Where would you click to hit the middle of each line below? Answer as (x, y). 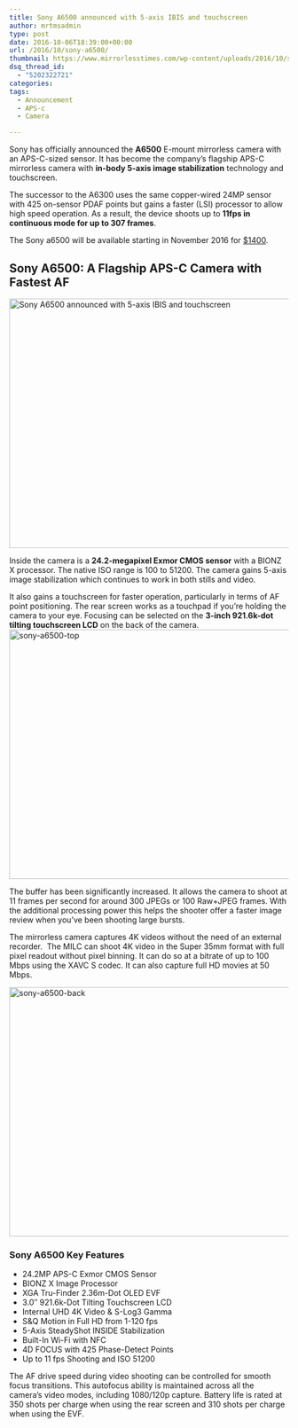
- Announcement (45, 100)
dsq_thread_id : (37, 67)
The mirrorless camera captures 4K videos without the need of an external (145, 937)
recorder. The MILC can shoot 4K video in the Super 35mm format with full (147, 946)
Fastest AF (39, 282)
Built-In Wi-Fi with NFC (64, 1340)
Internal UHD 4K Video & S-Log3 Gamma (97, 1312)
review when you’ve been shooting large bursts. (97, 920)
